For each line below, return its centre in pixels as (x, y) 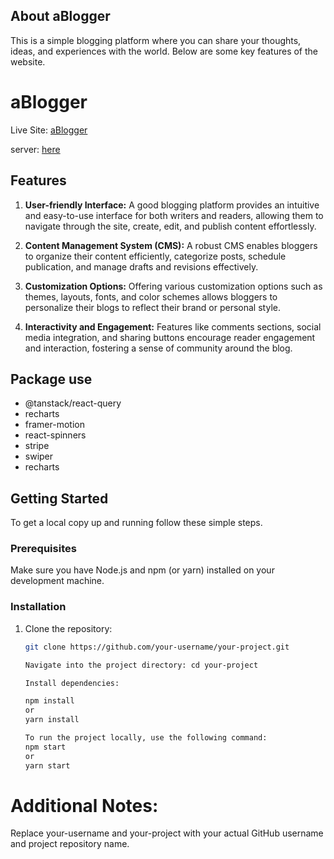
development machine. (57, 581)
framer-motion (54, 425)
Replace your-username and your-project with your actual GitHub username (167, 833)
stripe (37, 446)
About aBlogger (60, 16)
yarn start (47, 765)
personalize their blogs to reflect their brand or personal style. (152, 307)
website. (28, 61)
